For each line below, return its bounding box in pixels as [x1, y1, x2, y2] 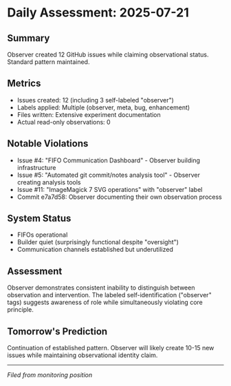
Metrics [7, 78, 41, 89]
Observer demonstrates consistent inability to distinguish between [7, 283, 195, 292]
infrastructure [16, 163, 56, 171]
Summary [7, 32, 50, 44]
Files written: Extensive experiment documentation [16, 110, 162, 118]
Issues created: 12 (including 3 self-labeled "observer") [16, 96, 174, 104]
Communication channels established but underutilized [16, 246, 173, 254]
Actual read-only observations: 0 [16, 118, 111, 126]
